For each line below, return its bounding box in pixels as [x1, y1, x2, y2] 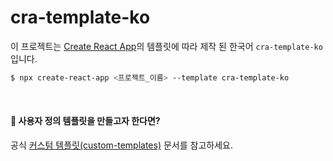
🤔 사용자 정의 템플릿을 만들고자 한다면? [10, 115, 161, 127]
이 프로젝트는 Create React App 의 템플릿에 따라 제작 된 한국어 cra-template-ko [10, 40, 323, 52]
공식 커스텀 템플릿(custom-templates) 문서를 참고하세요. [10, 139, 233, 151]
